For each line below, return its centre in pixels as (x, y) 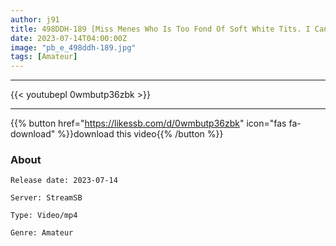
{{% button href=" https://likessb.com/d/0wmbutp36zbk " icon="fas (148, 123)
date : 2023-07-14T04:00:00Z (69, 38)
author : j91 (35, 19)
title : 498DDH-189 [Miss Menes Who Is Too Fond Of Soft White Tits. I (160, 29)
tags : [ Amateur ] (44, 57)
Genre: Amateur (42, 233)
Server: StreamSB (46, 198)
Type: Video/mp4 (44, 216)
